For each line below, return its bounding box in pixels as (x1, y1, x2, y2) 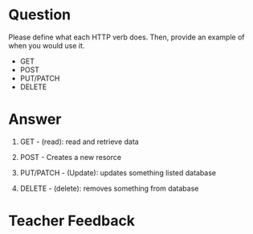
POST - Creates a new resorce (19, 152, 122, 162)
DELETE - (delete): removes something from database (19, 183, 199, 193)
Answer (8, 110, 62, 129)
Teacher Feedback (8, 211, 135, 230)
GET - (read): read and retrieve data (19, 137, 139, 146)
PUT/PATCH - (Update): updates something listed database (19, 167, 217, 178)
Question (8, 6, 71, 24)
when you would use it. (8, 40, 85, 50)
